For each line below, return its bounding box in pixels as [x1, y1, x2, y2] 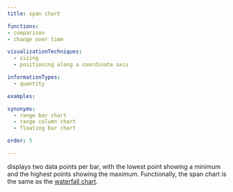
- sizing [13, 55, 39, 62]
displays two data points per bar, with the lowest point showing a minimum [7, 162, 221, 170]
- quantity [13, 80, 45, 87]
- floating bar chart [13, 125, 77, 132]
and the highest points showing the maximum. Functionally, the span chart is [7, 170, 227, 178]
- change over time [7, 35, 64, 42]
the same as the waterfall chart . [7, 177, 98, 185]
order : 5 [7, 137, 33, 145]
